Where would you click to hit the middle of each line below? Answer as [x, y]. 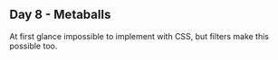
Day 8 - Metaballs [60, 15]
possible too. [34, 46]
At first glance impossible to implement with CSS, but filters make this [139, 36]
